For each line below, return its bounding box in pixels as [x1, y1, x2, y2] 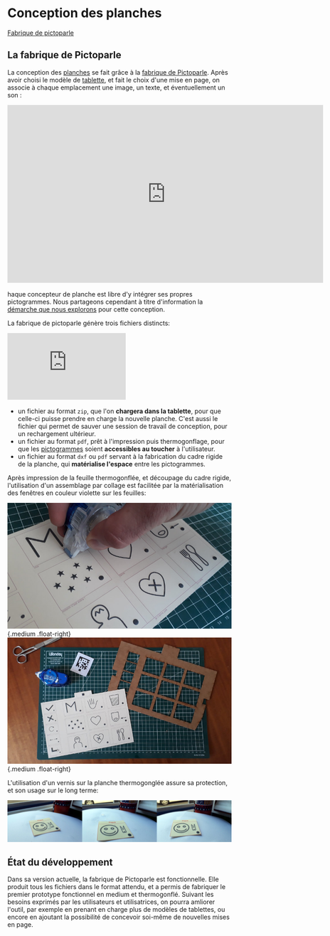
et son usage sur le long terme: [7, 786, 99, 794]
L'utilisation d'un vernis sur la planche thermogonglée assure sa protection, [7, 778, 228, 787]
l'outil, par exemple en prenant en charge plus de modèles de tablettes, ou [7, 905, 225, 914]
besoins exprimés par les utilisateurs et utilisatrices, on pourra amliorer [7, 898, 215, 906]
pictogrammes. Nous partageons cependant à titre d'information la [7, 297, 203, 306]
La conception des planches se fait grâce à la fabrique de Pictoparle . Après [7, 68, 229, 76]
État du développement [7, 856, 113, 868]
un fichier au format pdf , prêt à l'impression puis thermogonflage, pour [17, 437, 225, 445]
